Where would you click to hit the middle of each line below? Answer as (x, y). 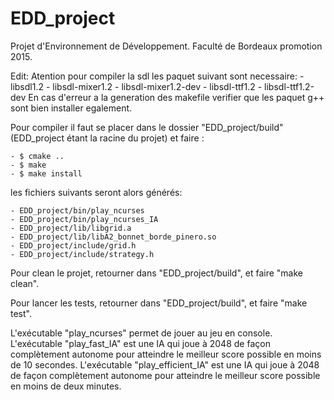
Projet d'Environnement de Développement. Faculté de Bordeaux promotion (166, 46)
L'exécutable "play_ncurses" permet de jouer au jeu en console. (141, 333)
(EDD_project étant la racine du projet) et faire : (107, 138)
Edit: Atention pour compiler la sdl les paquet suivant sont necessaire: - (157, 76)
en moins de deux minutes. (66, 386)
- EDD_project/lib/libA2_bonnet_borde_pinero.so (113, 237)
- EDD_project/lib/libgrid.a (71, 228)
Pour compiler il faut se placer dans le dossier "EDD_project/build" (147, 127)
